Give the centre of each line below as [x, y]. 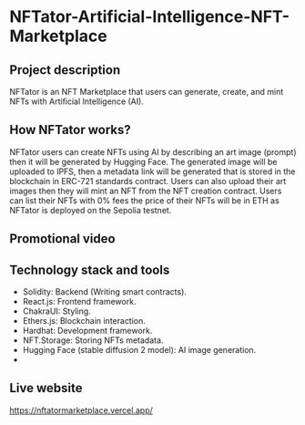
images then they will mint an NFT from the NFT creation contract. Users [146, 191]
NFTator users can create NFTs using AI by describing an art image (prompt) [153, 151]
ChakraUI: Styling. [56, 311]
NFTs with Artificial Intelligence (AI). [76, 101]
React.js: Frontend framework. [79, 302]
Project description [65, 70]
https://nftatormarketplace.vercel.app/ [81, 410]
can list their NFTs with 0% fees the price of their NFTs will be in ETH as [144, 200]
